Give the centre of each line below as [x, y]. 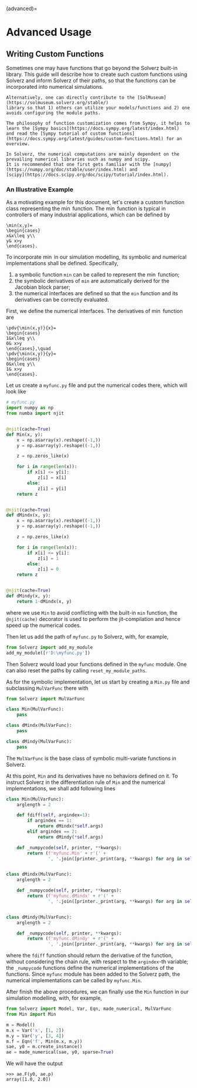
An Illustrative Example [40, 189]
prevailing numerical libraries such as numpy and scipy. [78, 159]
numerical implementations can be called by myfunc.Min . [74, 980]
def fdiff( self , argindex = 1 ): [54, 815]
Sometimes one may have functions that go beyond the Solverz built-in [92, 68]
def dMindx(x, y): [28, 515]
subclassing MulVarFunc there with [47, 688]
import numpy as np [30, 408]
